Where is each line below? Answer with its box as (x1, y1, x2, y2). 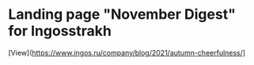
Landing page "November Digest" (8, 5, 236, 23)
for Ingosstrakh (8, 22, 112, 40)
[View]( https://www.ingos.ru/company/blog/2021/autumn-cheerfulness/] (8, 48, 246, 57)
